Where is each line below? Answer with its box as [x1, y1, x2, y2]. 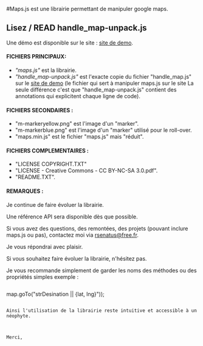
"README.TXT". [15, 173, 56, 181]
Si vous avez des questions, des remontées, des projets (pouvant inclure [6, 225, 188, 232]
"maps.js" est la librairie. [15, 67, 77, 74]
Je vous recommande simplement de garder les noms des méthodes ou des [6, 267, 197, 274]
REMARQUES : [6, 187, 44, 195]
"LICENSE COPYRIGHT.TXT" [15, 160, 87, 168]
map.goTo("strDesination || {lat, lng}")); [6, 290, 105, 298]
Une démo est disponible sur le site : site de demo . [6, 39, 134, 46]
